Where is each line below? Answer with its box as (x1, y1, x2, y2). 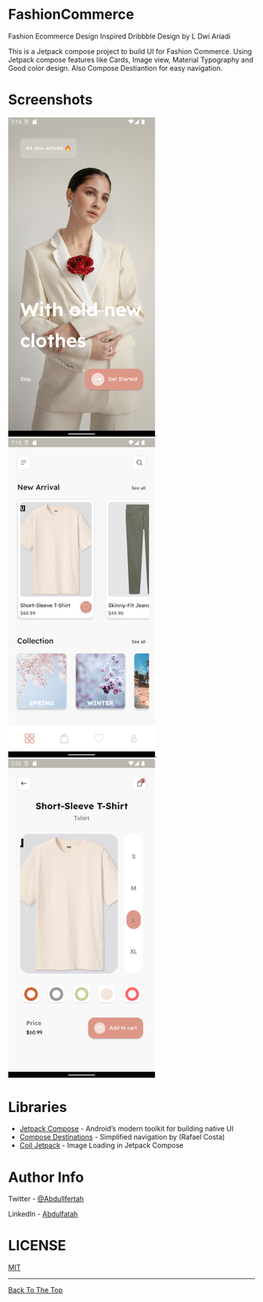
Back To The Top (8, 1286, 63, 1295)
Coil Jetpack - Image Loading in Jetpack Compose (19, 1140, 184, 1151)
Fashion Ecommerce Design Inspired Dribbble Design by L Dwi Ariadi (8, 31, 231, 41)
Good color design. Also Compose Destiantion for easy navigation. (8, 63, 223, 72)
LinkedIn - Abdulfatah (8, 1209, 78, 1219)
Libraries (8, 1098, 67, 1116)
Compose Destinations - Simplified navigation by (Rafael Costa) (19, 1132, 225, 1142)
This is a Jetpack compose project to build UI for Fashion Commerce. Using (8, 46, 253, 56)
